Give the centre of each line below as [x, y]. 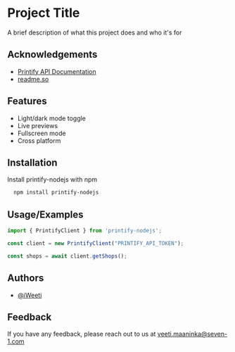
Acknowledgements [52, 55]
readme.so [33, 79]
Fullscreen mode [42, 133]
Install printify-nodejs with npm [52, 180]
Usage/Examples [45, 214]
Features [27, 101]
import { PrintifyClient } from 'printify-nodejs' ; [84, 231]
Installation [32, 162]
